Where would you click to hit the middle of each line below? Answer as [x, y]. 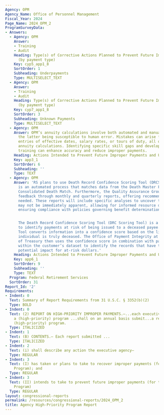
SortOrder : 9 [27, 264]
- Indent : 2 [17, 346]
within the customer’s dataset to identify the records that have [87, 246]
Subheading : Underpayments [41, 73]
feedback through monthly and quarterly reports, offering [79, 196]
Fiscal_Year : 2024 [24, 19]
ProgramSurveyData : [25, 28]
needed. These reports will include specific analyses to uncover [87, 201]
